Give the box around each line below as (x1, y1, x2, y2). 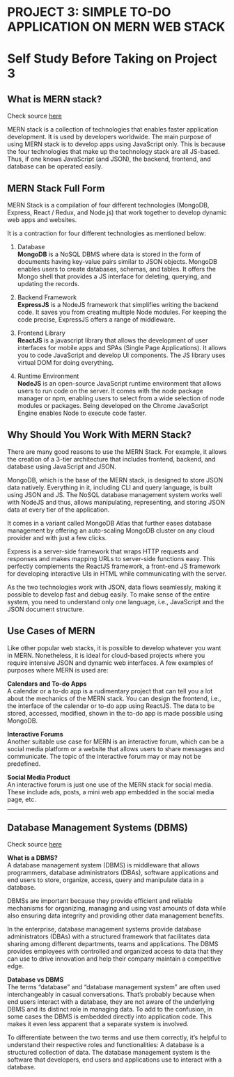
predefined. (7, 760, 41, 768)
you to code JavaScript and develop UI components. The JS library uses (17, 351, 226, 359)
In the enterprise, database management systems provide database (7, 925, 202, 934)
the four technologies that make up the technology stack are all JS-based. (7, 148, 220, 156)
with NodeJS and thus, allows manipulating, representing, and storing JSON (7, 498, 225, 506)
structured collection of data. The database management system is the (7, 1048, 211, 1057)
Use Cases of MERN (7, 625, 95, 637)
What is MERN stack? (7, 93, 102, 105)
